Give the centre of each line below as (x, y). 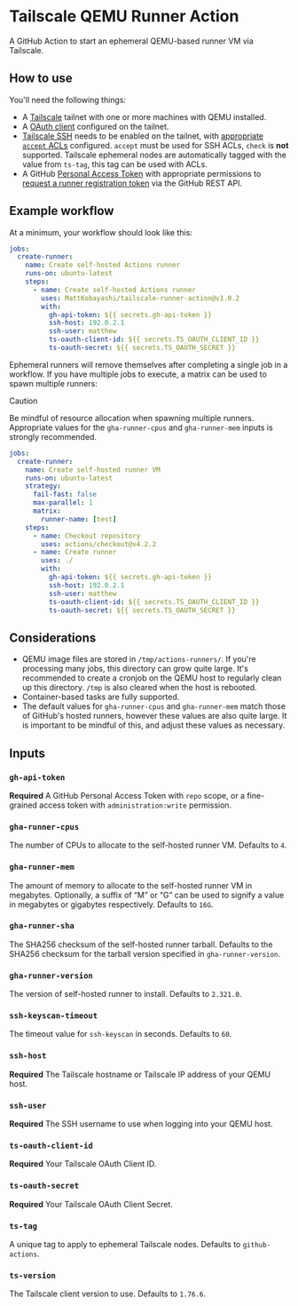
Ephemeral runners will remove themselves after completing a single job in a (149, 364)
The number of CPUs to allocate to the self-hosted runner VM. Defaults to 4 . (148, 845)
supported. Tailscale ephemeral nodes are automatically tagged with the (154, 155)
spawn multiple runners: (53, 383)
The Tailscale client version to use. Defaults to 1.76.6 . (108, 1294)
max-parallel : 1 (63, 503)
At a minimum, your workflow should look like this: (101, 232)
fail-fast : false (65, 495)
